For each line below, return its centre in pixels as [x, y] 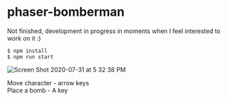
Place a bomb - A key [37, 90]
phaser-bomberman [66, 12]
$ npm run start [30, 57]
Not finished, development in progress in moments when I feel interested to [114, 31]
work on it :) [24, 38]
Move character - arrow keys [48, 82]
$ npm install [28, 51]
